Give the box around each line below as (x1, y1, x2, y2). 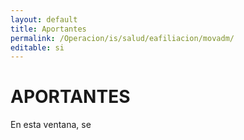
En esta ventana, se (10, 119, 92, 131)
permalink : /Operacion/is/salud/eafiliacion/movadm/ (10, 33, 235, 43)
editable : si (10, 42, 65, 53)
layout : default (10, 14, 78, 25)
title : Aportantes (10, 24, 87, 34)
